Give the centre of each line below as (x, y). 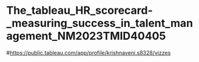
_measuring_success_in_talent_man (100, 23)
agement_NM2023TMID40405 (86, 36)
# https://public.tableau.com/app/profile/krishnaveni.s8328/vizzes (89, 52)
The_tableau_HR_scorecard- (79, 11)
